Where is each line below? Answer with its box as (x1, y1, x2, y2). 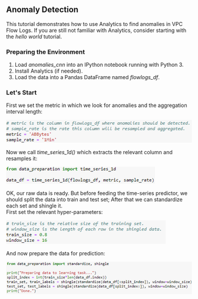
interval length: (6, 108, 43, 115)
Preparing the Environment (6, 47, 85, 56)
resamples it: (6, 155, 38, 162)
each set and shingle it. (6, 202, 63, 209)
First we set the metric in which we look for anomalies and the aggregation (6, 102, 187, 109)
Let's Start (6, 89, 37, 97)
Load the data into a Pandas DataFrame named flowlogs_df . (14, 74, 160, 81)
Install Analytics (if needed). (14, 67, 83, 74)
